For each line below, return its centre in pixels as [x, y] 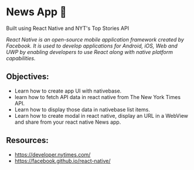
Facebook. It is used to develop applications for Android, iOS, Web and [92, 46]
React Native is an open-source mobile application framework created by [95, 39]
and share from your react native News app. [68, 122]
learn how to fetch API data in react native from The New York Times [97, 97]
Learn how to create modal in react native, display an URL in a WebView [101, 115]
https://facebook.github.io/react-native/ [62, 161]
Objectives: [28, 76]
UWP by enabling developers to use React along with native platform [89, 52]
